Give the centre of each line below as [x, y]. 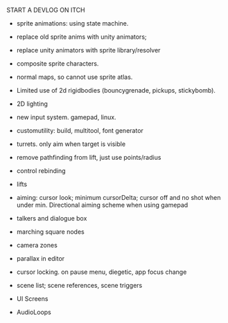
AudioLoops [34, 312]
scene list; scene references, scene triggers [79, 285]
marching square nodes [50, 232]
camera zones [37, 245]
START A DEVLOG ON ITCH [46, 10]
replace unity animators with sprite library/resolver [88, 50]
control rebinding [41, 171]
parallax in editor [41, 258]
